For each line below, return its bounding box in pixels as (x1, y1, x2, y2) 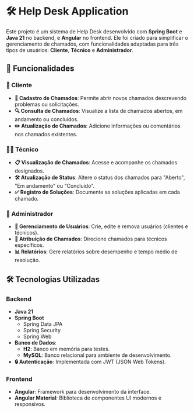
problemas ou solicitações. (14, 101, 80, 108)
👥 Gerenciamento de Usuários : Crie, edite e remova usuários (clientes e (14, 223, 188, 230)
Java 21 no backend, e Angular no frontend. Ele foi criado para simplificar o (6, 34, 188, 41)
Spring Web (23, 333, 52, 340)
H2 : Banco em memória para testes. (23, 345, 110, 352)
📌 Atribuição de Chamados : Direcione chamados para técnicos (14, 235, 167, 243)
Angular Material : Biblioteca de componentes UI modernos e (14, 394, 162, 401)
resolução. (14, 257, 40, 264)
